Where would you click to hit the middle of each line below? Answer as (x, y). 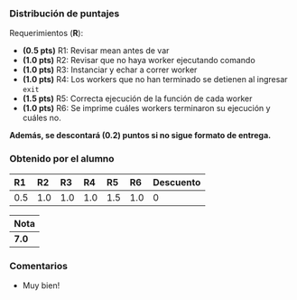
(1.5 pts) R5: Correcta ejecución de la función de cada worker (137, 98)
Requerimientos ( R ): (46, 33)
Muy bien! (41, 285)
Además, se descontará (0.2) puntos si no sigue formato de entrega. (140, 136)
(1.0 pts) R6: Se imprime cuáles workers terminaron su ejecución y (146, 108)
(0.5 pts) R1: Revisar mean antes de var (96, 51)
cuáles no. (42, 118)
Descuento (177, 182)
